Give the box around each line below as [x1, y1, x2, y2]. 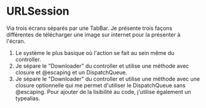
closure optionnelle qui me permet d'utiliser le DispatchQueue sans [15, 81, 186, 89]
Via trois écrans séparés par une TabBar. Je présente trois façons [6, 24, 173, 32]
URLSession [6, 4, 69, 18]
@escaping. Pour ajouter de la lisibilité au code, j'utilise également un [15, 88, 192, 95]
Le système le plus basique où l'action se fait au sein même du [15, 49, 175, 56]
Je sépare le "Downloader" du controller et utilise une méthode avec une [15, 75, 200, 82]
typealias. [15, 95, 41, 102]
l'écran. [6, 37, 26, 45]
